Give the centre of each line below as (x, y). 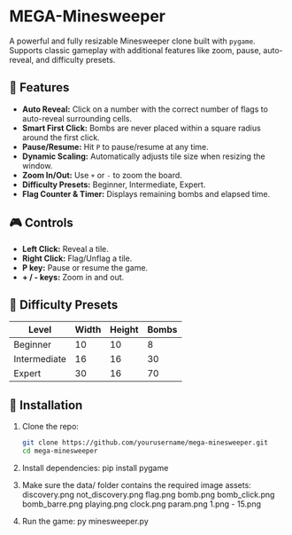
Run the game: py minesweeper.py (85, 521)
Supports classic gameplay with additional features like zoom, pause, (135, 50)
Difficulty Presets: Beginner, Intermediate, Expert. (114, 185)
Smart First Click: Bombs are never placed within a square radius (141, 128)
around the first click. (61, 137)
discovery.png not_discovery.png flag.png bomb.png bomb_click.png (148, 494)
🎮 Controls (41, 223)
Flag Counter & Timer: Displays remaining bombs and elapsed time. (146, 193)
